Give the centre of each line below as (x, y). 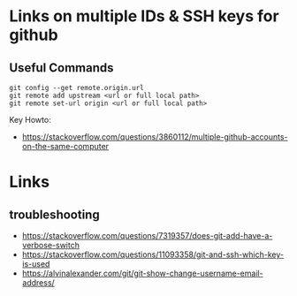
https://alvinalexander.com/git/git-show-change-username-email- (142, 273)
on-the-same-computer (65, 146)
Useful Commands (61, 68)
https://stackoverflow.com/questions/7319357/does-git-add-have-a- (147, 235)
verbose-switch (50, 245)
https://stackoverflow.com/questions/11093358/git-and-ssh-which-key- (153, 254)
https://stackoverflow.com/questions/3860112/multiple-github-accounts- (155, 137)
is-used (36, 264)
